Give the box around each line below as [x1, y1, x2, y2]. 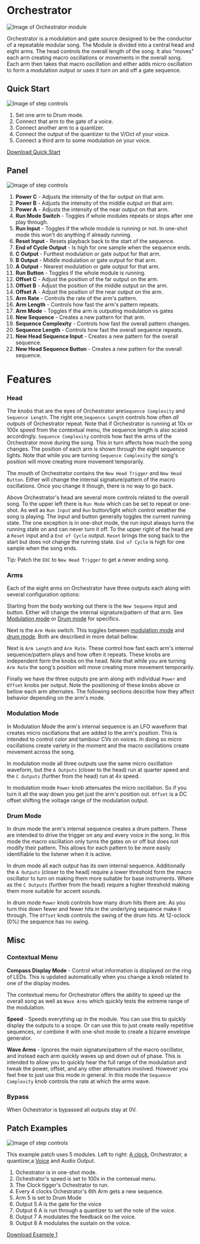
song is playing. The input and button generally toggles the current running [7, 513, 191, 520]
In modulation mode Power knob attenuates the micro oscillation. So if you [7, 784, 187, 791]
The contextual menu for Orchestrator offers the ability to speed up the [7, 991, 181, 998]
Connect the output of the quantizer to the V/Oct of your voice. [15, 130, 170, 137]
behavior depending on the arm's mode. [7, 694, 106, 701]
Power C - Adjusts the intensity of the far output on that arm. [15, 193, 165, 200]
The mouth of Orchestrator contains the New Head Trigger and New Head [7, 470, 182, 477]
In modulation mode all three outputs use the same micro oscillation [7, 759, 173, 767]
